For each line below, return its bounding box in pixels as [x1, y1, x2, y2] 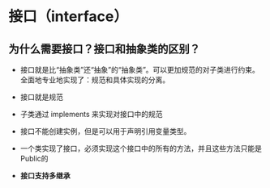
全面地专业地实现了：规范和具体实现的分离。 [19, 75, 170, 85]
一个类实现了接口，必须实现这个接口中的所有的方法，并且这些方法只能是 [19, 144, 262, 153]
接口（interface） [8, 7, 128, 26]
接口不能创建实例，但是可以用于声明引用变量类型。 [19, 127, 191, 136]
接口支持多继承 [19, 171, 71, 180]
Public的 [19, 154, 49, 163]
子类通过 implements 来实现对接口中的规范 [19, 110, 163, 119]
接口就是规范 [19, 92, 63, 102]
